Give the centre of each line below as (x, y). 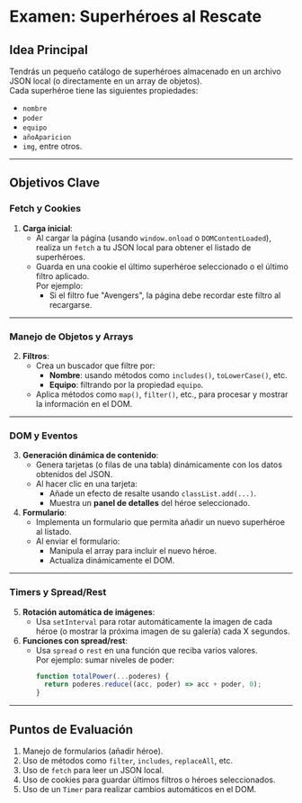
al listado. (53, 532)
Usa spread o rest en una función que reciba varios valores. (147, 650)
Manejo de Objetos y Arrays (71, 337)
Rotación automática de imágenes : (89, 612)
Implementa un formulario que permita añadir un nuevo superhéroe (160, 522)
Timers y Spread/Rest (58, 592)
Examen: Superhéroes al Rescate (136, 17)
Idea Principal (49, 50)
